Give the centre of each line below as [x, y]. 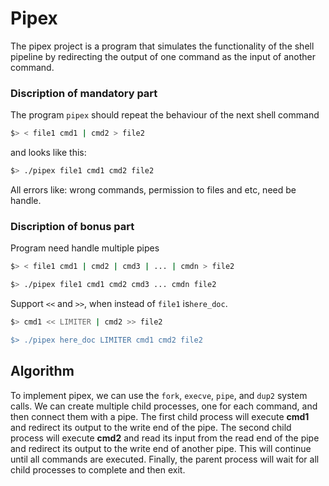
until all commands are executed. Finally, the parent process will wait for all [165, 459]
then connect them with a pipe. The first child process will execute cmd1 [160, 416]
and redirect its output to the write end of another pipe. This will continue [161, 448]
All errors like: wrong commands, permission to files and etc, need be [153, 189]
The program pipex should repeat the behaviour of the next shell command [165, 115]
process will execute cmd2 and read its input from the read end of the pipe [165, 438]
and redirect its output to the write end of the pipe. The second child [151, 427]
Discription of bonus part [72, 226]
